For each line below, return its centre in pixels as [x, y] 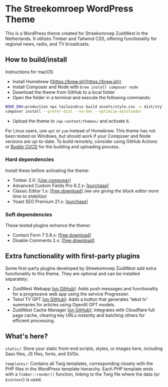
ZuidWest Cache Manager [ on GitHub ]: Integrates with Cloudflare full [83, 310]
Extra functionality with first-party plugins [73, 256]
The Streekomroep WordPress [69, 9]
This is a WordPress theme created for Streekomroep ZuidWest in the [77, 33]
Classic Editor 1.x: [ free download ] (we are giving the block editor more [85, 190]
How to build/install [36, 60]
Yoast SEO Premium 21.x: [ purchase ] [50, 202]
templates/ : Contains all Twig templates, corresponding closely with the [79, 363]
